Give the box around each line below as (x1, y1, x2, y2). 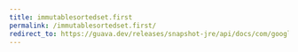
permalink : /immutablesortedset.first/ (9, 21, 157, 30)
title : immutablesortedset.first (9, 12, 133, 22)
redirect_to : (9, 29, 58, 38)
